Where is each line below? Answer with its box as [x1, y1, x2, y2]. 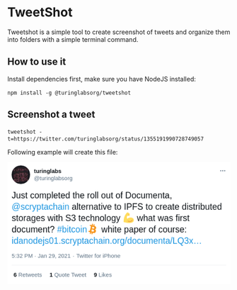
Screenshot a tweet [7, 108, 96, 121]
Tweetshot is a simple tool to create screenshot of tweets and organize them [7, 28, 231, 36]
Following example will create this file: [7, 147, 118, 156]
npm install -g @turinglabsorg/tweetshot [7, 89, 132, 96]
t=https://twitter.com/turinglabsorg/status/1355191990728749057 [7, 135, 204, 143]
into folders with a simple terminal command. [7, 35, 139, 43]
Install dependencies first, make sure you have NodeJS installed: [7, 74, 196, 83]
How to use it [7, 56, 67, 68]
